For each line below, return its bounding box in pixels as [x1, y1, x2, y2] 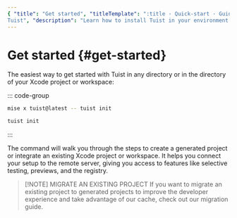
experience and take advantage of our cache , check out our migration [24, 195, 229, 204]
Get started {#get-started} [7, 47, 167, 63]
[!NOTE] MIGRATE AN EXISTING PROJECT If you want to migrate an [24, 180, 222, 188]
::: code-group [7, 91, 49, 100]
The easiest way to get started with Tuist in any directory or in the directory [7, 70, 226, 79]
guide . [24, 203, 44, 211]
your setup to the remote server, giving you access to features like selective [7, 159, 228, 167]
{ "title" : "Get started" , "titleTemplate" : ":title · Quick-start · [7, 10, 217, 18]
